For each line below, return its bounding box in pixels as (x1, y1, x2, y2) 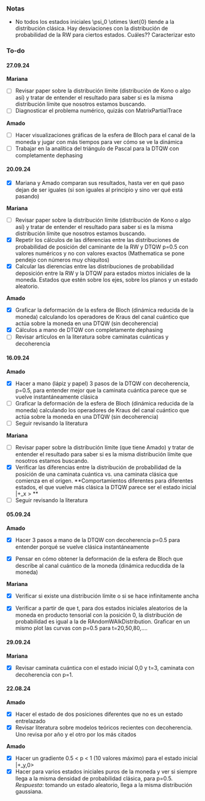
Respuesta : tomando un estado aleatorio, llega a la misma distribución (15, 781, 193, 789)
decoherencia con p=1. (15, 671, 73, 678)
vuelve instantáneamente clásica (15, 393, 99, 401)
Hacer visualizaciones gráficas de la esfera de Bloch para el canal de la (15, 131, 196, 138)
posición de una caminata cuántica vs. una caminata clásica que (15, 470, 178, 478)
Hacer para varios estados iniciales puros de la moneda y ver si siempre (15, 768, 198, 775)
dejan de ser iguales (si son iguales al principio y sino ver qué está (15, 186, 183, 194)
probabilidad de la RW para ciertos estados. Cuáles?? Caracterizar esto (15, 31, 196, 39)
